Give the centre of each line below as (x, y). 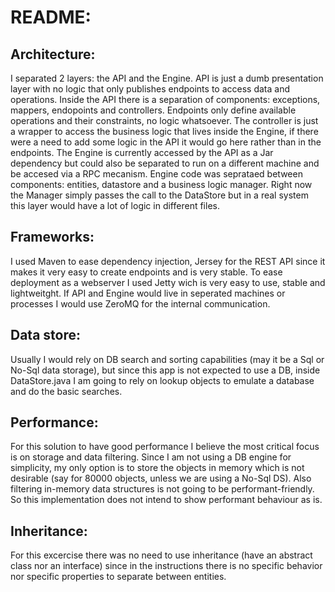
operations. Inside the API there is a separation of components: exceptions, (165, 99)
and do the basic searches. (66, 391)
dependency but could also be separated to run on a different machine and (165, 163)
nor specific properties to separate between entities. (118, 577)
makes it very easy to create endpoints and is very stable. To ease (146, 272)
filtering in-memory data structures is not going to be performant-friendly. (162, 489)
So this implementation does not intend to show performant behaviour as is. (166, 500)
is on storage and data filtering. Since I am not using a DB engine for (151, 457)
